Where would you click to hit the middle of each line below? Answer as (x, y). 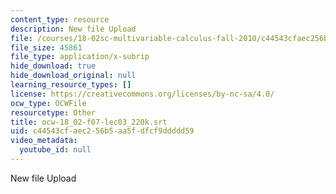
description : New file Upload (73, 29)
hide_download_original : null (73, 76)
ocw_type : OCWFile (48, 103)
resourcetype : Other (53, 112)
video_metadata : (44, 141)
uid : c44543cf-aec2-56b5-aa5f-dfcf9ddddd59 (102, 131)
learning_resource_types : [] (71, 85)
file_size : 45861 (46, 47)
